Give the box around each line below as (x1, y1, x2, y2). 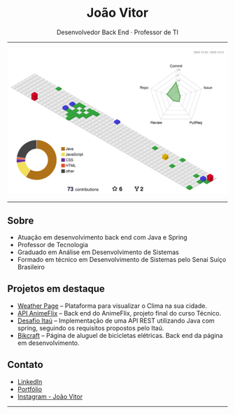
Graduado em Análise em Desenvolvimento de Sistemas (17, 248, 180, 256)
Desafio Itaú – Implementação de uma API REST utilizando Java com (17, 316, 215, 325)
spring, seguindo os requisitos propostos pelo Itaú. (17, 323, 164, 332)
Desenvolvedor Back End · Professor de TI (56, 28, 179, 36)
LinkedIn (17, 377, 43, 385)
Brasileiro (17, 263, 45, 271)
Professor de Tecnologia (17, 240, 89, 249)
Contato (7, 359, 43, 371)
